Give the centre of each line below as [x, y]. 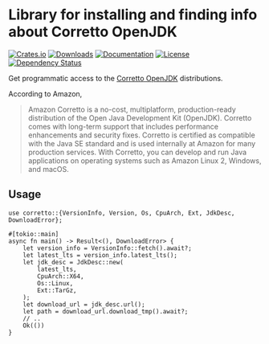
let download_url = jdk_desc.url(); [84, 304]
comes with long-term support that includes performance [123, 126]
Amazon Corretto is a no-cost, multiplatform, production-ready [132, 109]
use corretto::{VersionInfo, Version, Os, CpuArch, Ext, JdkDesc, [122, 213]
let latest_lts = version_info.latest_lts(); [100, 255]
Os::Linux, [55, 283]
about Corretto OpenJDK [93, 32]
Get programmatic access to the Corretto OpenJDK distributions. [116, 78]
